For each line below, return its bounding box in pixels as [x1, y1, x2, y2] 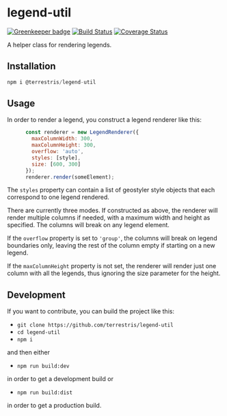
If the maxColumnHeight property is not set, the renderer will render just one [7, 262, 217, 270]
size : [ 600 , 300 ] [31, 161, 81, 168]
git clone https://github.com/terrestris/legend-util [16, 322, 174, 329]
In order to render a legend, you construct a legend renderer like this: [7, 116, 202, 124]
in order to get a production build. [7, 402, 102, 410]
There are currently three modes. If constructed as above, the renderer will [7, 207, 218, 215]
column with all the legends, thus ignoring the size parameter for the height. [7, 269, 221, 278]
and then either [7, 348, 50, 356]
